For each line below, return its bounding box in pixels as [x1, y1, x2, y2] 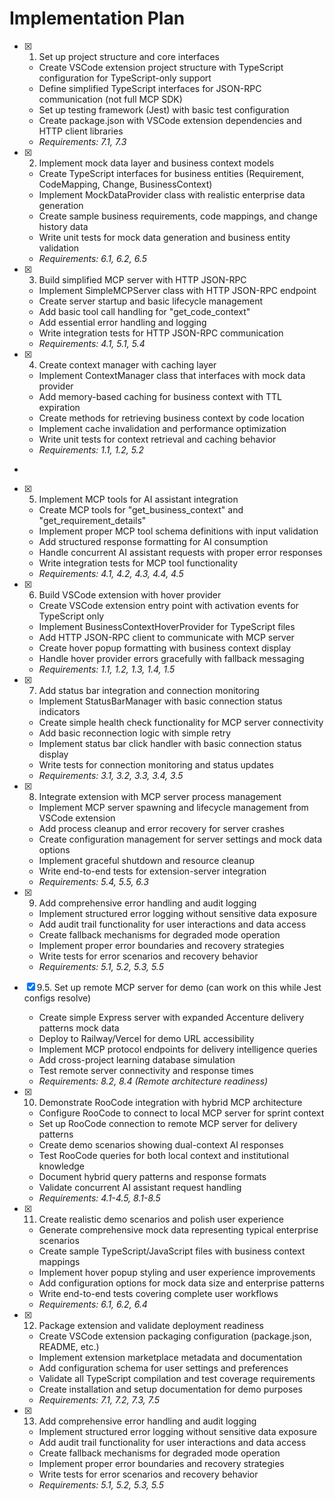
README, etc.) [38, 1340, 100, 1352]
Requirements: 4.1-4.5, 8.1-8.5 [38, 1192, 161, 1204]
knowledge [38, 1160, 86, 1172]
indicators [38, 705, 81, 717]
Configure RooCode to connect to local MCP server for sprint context [38, 1107, 325, 1119]
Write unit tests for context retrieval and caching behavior [38, 433, 277, 445]
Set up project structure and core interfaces [38, 50, 220, 62]
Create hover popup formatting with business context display [38, 642, 292, 654]
